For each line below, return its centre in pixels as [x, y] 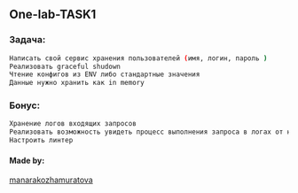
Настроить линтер [41, 141]
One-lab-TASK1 [53, 15]
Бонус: [25, 105]
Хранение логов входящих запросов [73, 124]
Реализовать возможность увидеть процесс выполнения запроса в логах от [146, 132]
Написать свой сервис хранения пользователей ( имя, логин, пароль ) [138, 58]
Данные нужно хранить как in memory [77, 83]
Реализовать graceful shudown [65, 66]
